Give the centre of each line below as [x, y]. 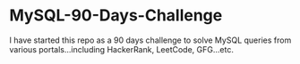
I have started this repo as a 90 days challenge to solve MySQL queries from [150, 40]
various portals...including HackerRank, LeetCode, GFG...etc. [122, 49]
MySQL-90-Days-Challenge [116, 16]
